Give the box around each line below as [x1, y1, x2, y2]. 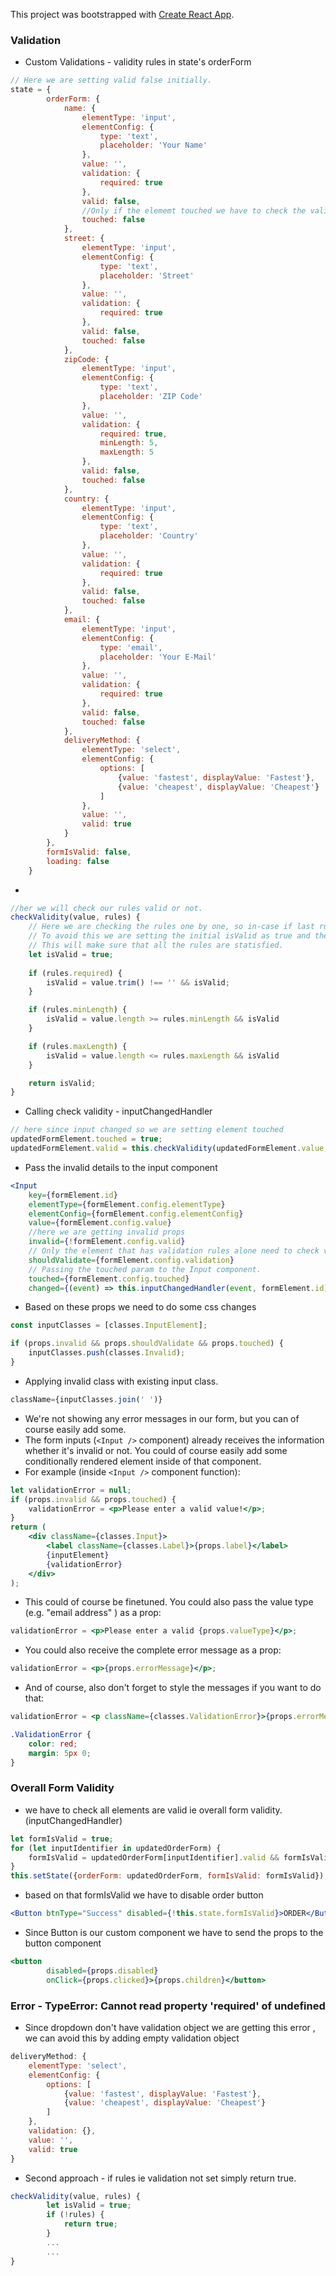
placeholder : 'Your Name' [99, 140, 208, 151]
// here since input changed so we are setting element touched [10, 1125, 284, 1135]
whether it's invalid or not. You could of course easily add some [24, 1444, 288, 1456]
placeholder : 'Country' [99, 531, 199, 541]
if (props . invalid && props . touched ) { [10, 1494, 177, 1504]
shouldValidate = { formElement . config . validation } [28, 1255, 235, 1265]
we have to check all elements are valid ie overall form [24, 1804, 249, 1816]
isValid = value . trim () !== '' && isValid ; [46, 977, 230, 988]
